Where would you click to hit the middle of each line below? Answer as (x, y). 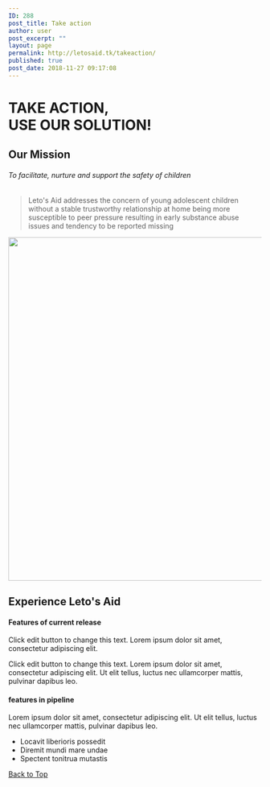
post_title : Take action (50, 23)
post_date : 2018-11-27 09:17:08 (62, 68)
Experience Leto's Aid (65, 602)
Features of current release (55, 622)
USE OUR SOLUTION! (80, 125)
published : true (35, 61)
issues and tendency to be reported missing (101, 225)
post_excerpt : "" (37, 38)
